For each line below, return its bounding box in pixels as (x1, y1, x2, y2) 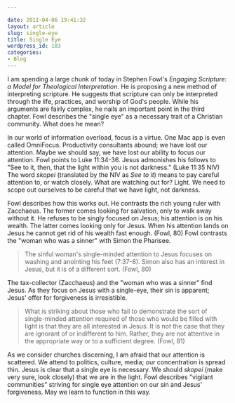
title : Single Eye (7, 36, 61, 43)
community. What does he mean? (7, 119, 105, 128)
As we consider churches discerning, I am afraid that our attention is (7, 350, 206, 359)
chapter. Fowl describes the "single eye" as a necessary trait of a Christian (7, 112, 223, 120)
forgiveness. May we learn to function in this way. (7, 388, 151, 396)
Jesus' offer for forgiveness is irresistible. (7, 293, 128, 302)
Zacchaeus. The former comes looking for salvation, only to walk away (7, 206, 212, 215)
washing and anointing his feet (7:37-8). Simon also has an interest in (24, 257, 225, 265)
